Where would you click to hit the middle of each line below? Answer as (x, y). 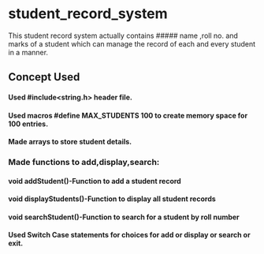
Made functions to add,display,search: (84, 162)
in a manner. (28, 52)
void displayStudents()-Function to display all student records (112, 199)
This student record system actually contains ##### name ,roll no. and (123, 35)
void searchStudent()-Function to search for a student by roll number (124, 217)
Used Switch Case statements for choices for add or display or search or (129, 235)
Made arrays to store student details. (70, 142)
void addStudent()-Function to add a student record (95, 181)
